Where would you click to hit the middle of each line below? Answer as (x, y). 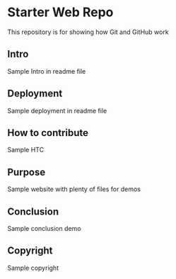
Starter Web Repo (60, 12)
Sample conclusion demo (44, 228)
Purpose (27, 172)
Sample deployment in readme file (57, 110)
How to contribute (48, 133)
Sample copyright (33, 268)
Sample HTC (26, 150)
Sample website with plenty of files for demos (74, 189)
